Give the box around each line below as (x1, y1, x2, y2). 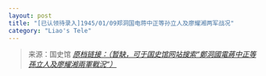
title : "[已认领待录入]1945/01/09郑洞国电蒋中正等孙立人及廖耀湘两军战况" (8, 19, 235, 27)
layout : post (8, 11, 52, 20)
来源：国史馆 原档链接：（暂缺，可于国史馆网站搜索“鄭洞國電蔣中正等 (27, 50, 256, 59)
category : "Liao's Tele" (8, 26, 92, 34)
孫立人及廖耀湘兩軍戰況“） (27, 59, 117, 69)
